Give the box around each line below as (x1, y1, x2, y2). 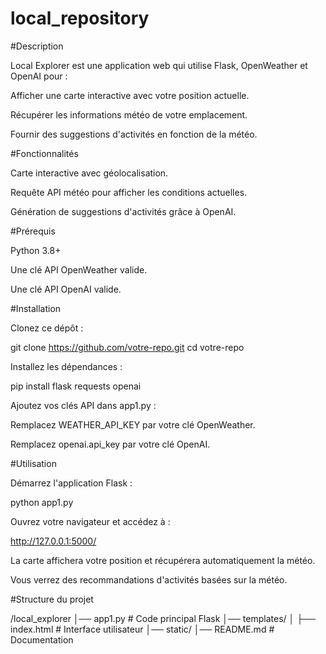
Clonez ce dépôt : (10, 322, 84, 334)
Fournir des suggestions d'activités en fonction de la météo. (10, 128, 258, 140)
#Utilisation (10, 457, 57, 469)
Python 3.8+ (10, 244, 62, 256)
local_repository (10, 7, 150, 30)
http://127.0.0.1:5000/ (10, 535, 97, 547)
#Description (10, 40, 64, 52)
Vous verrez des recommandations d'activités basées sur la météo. (10, 573, 288, 586)
